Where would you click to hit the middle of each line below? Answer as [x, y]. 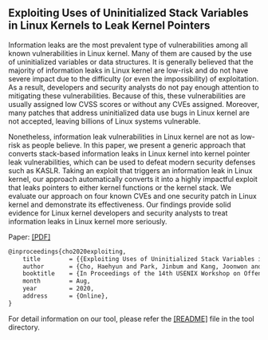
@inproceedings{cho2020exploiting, [67, 251]
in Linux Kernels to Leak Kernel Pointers [109, 26]
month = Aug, [57, 281]
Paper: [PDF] [30, 237]
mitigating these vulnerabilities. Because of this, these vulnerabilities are [127, 96]
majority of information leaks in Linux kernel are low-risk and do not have [128, 70]
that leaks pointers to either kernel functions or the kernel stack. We [120, 188]
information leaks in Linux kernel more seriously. [88, 221]
